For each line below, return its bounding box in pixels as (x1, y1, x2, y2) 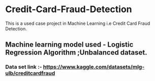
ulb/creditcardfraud (5, 70, 55, 77)
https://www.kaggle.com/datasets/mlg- (43, 63, 145, 70)
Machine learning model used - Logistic (5, 40, 134, 49)
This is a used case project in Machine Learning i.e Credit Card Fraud (5, 20, 150, 26)
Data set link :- (5, 63, 42, 70)
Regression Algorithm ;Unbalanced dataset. (5, 48, 147, 57)
